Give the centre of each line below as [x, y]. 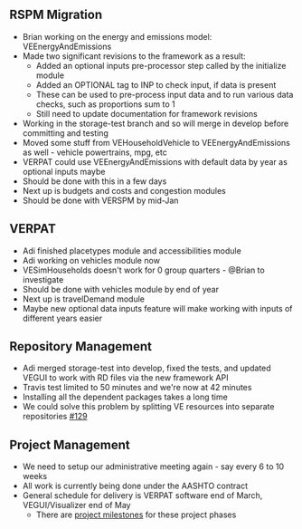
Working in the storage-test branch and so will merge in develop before [156, 123]
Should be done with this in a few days [94, 181]
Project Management [70, 444]
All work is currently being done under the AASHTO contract [135, 486]
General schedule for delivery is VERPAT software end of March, [142, 495]
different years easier [62, 318]
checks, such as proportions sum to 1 [105, 104]
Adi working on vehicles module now [91, 260]
